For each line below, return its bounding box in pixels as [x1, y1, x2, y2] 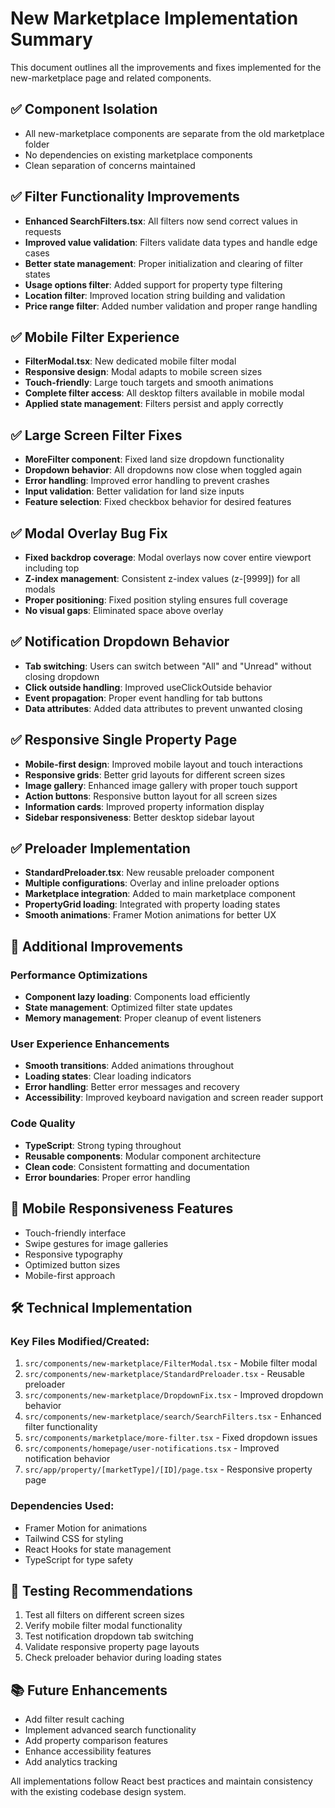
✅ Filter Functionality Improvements [10, 188, 240, 206]
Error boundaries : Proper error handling [24, 1171, 191, 1183]
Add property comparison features [24, 1735, 168, 1747]
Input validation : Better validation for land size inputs [24, 485, 245, 497]
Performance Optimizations [10, 968, 148, 982]
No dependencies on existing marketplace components [24, 148, 253, 161]
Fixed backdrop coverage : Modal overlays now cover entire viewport [24, 552, 312, 563]
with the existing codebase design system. [10, 1786, 187, 1798]
